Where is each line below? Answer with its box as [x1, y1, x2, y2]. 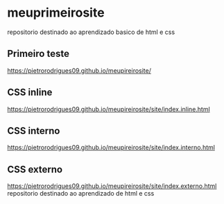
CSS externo [7, 163, 63, 175]
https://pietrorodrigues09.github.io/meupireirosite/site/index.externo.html [7, 182, 217, 190]
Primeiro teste [7, 48, 69, 60]
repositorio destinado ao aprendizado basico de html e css [7, 28, 175, 36]
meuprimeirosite [7, 5, 105, 21]
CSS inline [7, 87, 53, 99]
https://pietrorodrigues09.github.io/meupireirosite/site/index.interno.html [7, 144, 215, 152]
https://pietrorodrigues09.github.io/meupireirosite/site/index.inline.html [7, 105, 210, 113]
